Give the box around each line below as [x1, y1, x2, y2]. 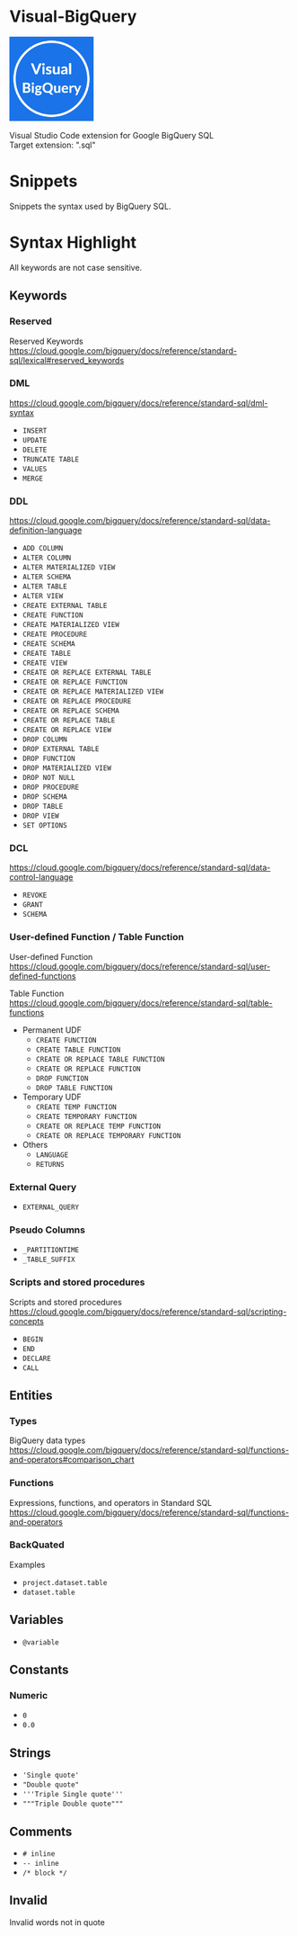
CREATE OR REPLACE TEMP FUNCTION [35, 1122, 162, 1131]
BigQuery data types [9, 1435, 86, 1446]
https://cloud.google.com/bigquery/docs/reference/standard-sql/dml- [9, 398, 268, 408]
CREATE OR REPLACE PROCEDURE [22, 697, 132, 706]
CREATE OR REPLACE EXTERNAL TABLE [22, 668, 152, 677]
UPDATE [22, 435, 48, 444]
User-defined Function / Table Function [9, 931, 184, 944]
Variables [9, 1612, 65, 1627]
